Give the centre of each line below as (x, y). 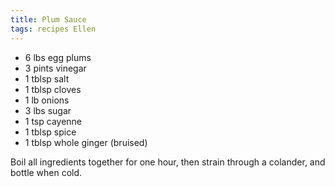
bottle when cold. (46, 172)
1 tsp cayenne (53, 121)
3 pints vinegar (55, 68)
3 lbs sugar (48, 110)
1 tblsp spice (50, 132)
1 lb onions (47, 100)
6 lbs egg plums (58, 57)
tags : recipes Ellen (53, 29)
